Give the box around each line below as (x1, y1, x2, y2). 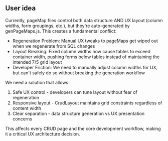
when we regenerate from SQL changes (12, 43, 95, 49)
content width (12, 105, 42, 111)
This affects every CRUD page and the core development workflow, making (5, 125, 161, 131)
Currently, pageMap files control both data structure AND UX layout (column (5, 17, 163, 23)
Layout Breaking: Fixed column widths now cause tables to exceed (12, 48, 150, 54)
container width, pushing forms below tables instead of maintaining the (12, 54, 159, 60)
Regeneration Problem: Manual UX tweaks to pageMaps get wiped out (12, 38, 158, 44)
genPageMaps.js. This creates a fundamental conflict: (5, 28, 117, 34)
